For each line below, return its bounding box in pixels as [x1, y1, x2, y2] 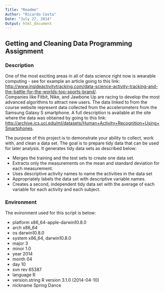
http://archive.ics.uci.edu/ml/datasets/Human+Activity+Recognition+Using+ [5, 120, 160, 126]
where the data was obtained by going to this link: [5, 114, 107, 121]
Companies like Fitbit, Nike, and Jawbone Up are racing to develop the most [5, 94, 160, 100]
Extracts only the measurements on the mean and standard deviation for [12, 160, 160, 166]
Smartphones [5, 125, 33, 131]
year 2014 [12, 251, 33, 257]
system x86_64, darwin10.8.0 [12, 235, 72, 241]
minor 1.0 [12, 246, 31, 252]
